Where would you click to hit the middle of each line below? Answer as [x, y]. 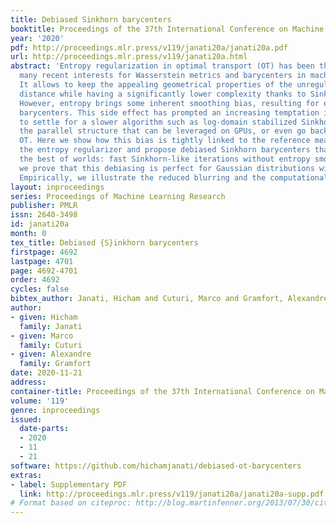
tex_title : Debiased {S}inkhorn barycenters [104, 242]
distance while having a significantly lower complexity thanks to [163, 94]
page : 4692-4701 [44, 271]
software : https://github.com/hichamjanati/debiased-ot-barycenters [156, 466]
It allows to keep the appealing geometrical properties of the [156, 85]
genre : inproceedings [55, 410]
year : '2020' [37, 38]
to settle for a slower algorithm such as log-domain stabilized [158, 122]
